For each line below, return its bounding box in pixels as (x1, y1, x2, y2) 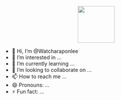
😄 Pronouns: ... (11, 82, 50, 88)
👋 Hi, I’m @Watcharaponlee (11, 48, 79, 55)
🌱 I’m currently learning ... (11, 60, 75, 67)
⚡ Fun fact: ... (11, 88, 44, 95)
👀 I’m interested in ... (11, 54, 62, 61)
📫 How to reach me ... (11, 73, 67, 80)
